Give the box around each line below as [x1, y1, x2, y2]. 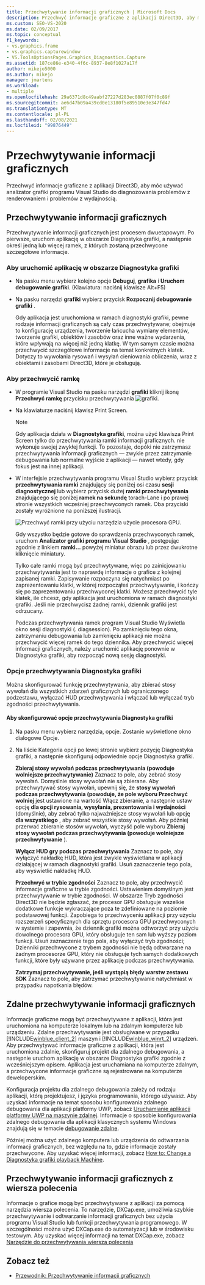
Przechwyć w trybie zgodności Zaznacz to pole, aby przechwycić [15, 878, 183, 886]
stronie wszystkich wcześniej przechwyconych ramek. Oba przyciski [15, 501, 189, 508]
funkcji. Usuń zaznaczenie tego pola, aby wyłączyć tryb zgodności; [15, 937, 185, 944]
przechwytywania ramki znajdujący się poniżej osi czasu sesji [15, 481, 174, 488]
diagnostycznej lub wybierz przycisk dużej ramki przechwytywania [15, 488, 189, 495]
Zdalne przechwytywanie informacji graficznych [6, 999, 196, 1010]
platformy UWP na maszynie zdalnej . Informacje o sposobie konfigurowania [6, 1112, 197, 1119]
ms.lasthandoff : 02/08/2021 [6, 117, 78, 123]
